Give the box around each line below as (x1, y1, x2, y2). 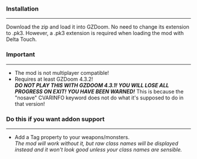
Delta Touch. (6, 36, 37, 43)
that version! (14, 100, 45, 107)
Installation (6, 5, 39, 13)
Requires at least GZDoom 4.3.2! (14, 75, 93, 82)
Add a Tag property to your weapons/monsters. (14, 133, 130, 140)
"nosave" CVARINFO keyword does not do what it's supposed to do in (14, 94, 184, 101)
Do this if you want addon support (6, 115, 105, 123)
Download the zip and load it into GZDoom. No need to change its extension (6, 23, 189, 30)
